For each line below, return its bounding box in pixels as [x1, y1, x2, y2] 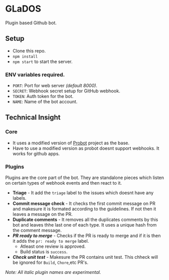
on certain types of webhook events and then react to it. [5, 180, 122, 186]
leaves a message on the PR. [12, 211, 73, 217]
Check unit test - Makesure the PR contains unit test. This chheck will [12, 254, 158, 260]
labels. [12, 195, 27, 201]
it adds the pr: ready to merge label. [12, 238, 89, 244]
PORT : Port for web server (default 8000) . [12, 83, 97, 89]
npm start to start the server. [12, 59, 73, 65]
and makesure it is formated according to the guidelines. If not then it [12, 206, 156, 212]
